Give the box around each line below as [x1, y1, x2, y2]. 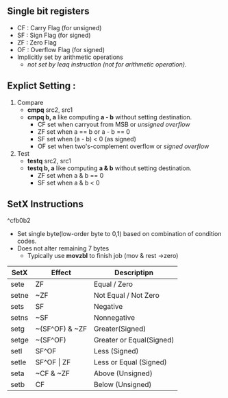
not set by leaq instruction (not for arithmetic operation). [27, 60, 187, 68]
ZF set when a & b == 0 [37, 171, 104, 179]
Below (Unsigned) [93, 380, 152, 390]
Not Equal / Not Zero [93, 291, 160, 301]
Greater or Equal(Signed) [93, 336, 175, 345]
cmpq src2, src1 [27, 106, 73, 114]
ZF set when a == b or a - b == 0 [37, 127, 130, 136]
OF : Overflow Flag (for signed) [16, 45, 105, 54]
